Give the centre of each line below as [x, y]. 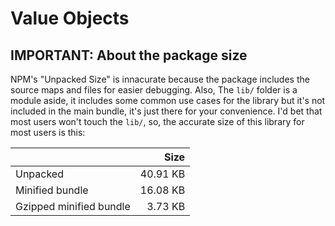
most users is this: [48, 132]
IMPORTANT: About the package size [129, 55]
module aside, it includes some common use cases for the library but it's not [168, 100]
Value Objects [70, 18]
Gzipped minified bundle [73, 206]
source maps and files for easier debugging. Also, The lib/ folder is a [154, 90]
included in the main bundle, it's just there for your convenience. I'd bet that [166, 111]
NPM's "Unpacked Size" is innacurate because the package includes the [160, 79]
